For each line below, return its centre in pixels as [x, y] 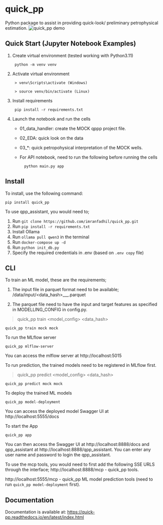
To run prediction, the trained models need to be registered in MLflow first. [81, 365]
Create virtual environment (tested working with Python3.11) [73, 55]
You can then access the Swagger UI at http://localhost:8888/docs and [77, 444]
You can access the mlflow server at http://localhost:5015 [64, 356]
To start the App [21, 426]
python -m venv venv [35, 65]
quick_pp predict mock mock [34, 384]
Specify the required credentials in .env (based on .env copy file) [78, 253]
